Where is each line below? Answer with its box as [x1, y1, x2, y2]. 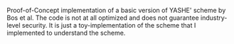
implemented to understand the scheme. [6, 28, 126, 37]
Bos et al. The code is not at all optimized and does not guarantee [6, 13, 200, 22]
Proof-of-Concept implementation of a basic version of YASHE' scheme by [6, 6, 226, 14]
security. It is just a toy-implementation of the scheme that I [21, 21, 196, 29]
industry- [201, 13, 228, 22]
